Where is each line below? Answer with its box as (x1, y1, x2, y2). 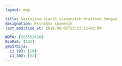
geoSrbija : (5, 44, 28, 49)
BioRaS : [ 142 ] (5, 39, 35, 44)
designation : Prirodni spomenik (5, 21, 72, 26)
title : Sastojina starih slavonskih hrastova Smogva (5, 16, 117, 21)
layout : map (5, 7, 30, 12)
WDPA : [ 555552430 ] (5, 34, 43, 40)
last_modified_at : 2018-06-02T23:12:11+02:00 (5, 25, 101, 30)
